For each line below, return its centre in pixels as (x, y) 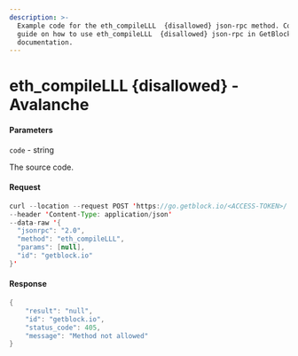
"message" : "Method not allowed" (87, 336)
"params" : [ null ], (51, 248)
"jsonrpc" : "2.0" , (51, 231)
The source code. (41, 167)
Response (28, 284)
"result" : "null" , (59, 311)
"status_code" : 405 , (63, 328)
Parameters (31, 131)
